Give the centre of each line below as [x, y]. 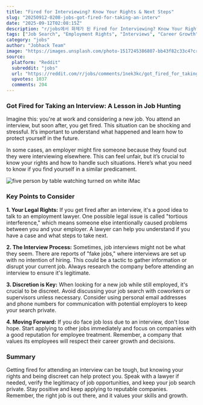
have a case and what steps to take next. [57, 235]
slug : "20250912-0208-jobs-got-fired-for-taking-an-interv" [84, 18]
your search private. [31, 310]
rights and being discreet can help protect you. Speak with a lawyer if [93, 376]
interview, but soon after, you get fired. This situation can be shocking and [99, 126]
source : [16, 57]
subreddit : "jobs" [35, 68]
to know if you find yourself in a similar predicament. [72, 169]
